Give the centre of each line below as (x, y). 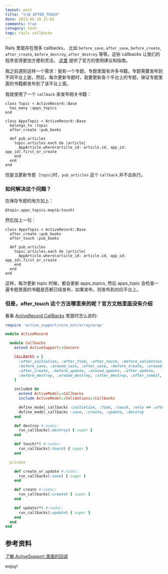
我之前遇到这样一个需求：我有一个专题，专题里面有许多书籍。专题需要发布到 (84, 71)
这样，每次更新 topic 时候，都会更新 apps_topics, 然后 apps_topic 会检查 (80, 283)
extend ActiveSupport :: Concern (47, 348)
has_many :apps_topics (33, 108)
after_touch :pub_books (34, 238)
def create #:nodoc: (35, 490)
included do (26, 389)
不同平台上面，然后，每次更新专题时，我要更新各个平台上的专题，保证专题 (82, 77)
